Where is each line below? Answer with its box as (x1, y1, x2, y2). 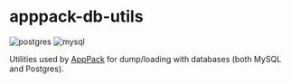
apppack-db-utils (9, 6, 144, 27)
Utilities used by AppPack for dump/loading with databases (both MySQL (9, 53, 282, 64)
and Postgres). (9, 63, 65, 74)
